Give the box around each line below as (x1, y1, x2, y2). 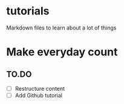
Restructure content (15, 85, 65, 92)
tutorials (6, 4, 50, 18)
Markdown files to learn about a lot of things (6, 24, 117, 31)
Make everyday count (6, 45, 118, 59)
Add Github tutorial (15, 92, 62, 99)
